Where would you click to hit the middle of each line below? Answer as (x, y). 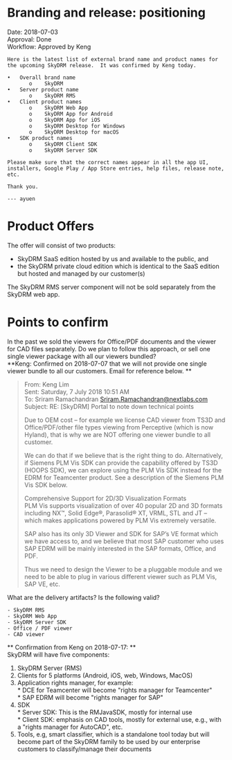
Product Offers (51, 226)
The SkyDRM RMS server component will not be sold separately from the (111, 287)
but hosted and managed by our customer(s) (81, 273)
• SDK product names (40, 138)
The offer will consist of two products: (62, 245)
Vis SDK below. (46, 485)
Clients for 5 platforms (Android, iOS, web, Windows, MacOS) (105, 675)
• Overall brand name (42, 78)
